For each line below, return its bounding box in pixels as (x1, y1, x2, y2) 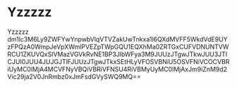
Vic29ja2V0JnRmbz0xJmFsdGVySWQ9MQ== (7, 72, 141, 81)
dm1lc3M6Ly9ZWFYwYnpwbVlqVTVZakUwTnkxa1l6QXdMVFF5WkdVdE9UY (7, 34, 228, 43)
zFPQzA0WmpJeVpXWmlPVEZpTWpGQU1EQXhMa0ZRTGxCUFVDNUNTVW (7, 42, 229, 51)
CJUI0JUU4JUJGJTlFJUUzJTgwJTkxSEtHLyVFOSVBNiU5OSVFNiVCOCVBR (7, 57, 230, 65)
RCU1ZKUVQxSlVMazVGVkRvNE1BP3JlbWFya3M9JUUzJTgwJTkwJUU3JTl (7, 50, 228, 58)
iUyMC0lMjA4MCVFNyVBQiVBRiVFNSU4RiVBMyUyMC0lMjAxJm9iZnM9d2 (7, 65, 228, 73)
